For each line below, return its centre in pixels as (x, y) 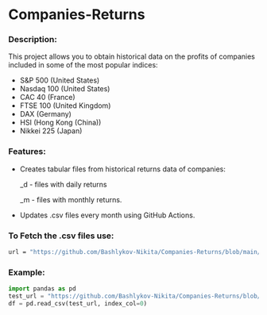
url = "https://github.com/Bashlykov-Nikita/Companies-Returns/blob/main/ (135, 252)
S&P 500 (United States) (60, 80)
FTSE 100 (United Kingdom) (65, 106)
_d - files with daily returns (63, 184)
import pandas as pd (43, 289)
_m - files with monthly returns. (71, 199)
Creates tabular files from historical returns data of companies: (123, 169)
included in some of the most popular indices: (83, 65)
